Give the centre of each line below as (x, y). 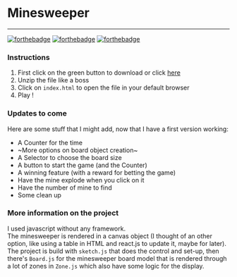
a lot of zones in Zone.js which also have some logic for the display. (106, 266)
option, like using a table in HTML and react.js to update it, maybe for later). (117, 243)
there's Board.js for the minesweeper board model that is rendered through (117, 258)
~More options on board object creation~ (78, 150)
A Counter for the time (50, 142)
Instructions (29, 57)
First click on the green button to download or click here (99, 73)
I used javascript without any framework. (66, 228)
